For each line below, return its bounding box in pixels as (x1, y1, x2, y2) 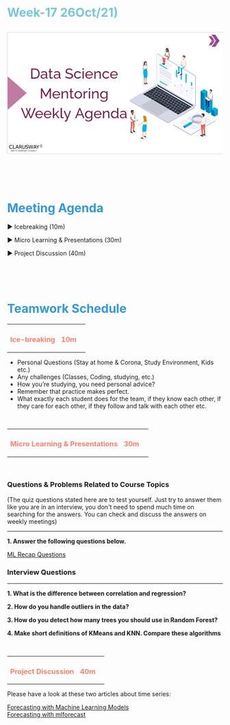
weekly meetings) (7, 517, 57, 525)
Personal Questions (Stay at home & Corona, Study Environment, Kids (16, 358, 214, 366)
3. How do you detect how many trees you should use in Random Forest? (7, 615, 218, 624)
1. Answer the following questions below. (7, 537, 127, 545)
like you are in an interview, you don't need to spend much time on (7, 503, 195, 511)
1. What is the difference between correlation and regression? (7, 589, 187, 597)
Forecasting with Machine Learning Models (7, 703, 129, 711)
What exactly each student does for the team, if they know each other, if (16, 394, 221, 403)
